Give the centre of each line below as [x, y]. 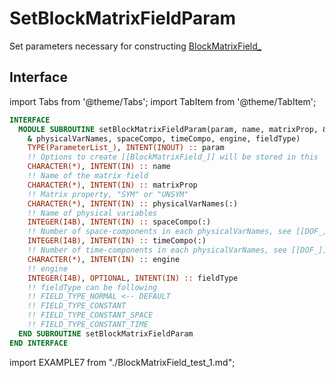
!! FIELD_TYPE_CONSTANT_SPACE [90, 315]
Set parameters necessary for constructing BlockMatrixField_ [135, 46]
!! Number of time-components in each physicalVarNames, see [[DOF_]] [177, 250]
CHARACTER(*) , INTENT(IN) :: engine [104, 259]
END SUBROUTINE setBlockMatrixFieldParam [106, 333]
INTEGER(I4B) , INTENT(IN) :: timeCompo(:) [117, 241]
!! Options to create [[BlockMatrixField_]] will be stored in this [173, 157]
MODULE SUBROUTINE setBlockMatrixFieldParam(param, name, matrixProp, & [173, 129]
